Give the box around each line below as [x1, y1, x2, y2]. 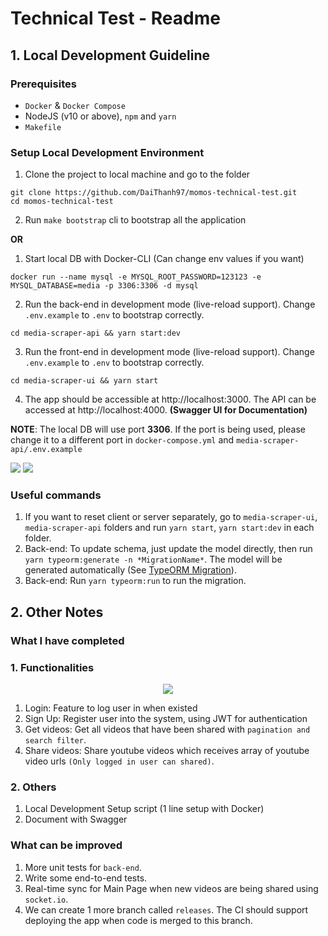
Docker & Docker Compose [24, 99, 126, 111]
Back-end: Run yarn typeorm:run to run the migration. [24, 575, 247, 587]
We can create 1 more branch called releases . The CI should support [24, 903, 309, 916]
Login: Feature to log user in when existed [24, 702, 198, 714]
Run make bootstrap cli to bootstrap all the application [24, 214, 247, 226]
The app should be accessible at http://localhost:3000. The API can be [24, 393, 317, 406]
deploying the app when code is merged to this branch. [24, 914, 253, 926]
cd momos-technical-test [10, 197, 114, 207]
